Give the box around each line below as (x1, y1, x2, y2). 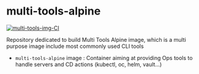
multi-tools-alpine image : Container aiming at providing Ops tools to (15, 54, 193, 61)
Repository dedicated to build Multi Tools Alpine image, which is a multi (6, 36, 187, 43)
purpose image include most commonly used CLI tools (6, 42, 144, 50)
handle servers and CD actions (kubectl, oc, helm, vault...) (15, 61, 162, 68)
